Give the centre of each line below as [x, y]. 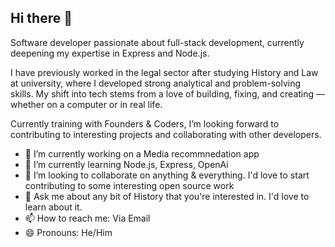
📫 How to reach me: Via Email [87, 218]
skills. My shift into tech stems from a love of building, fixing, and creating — [168, 93]
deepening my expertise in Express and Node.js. [110, 53]
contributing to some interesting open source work [129, 185]
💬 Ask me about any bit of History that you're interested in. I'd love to [167, 196]
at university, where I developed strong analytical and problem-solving [156, 83]
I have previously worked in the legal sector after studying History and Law [164, 72]
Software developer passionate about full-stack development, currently [157, 42]
